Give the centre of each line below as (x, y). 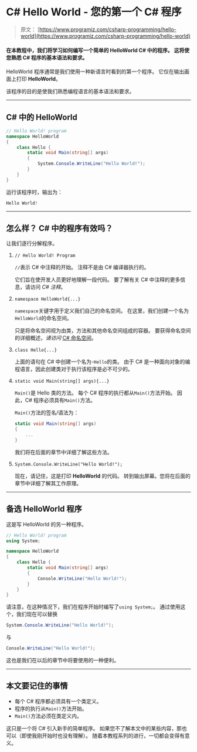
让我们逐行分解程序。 (32, 243)
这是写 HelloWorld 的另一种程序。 (46, 524)
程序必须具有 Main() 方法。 (64, 400)
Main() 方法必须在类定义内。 (48, 716)
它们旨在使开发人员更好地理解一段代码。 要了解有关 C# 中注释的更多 (97, 280)
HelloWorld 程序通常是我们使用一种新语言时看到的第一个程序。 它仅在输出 (95, 72)
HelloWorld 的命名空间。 (43, 318)
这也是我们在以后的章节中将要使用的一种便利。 (62, 661)
